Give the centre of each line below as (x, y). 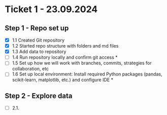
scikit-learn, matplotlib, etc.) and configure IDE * (63, 80)
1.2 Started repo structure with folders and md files (65, 46)
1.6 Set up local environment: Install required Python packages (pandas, (87, 74)
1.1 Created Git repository (38, 40)
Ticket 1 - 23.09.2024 (51, 9)
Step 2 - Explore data (39, 95)
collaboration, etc (30, 69)
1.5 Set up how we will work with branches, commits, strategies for (82, 63)
